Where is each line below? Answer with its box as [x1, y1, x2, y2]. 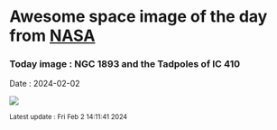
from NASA [9, 25, 96, 46]
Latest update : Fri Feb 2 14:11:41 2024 [9, 113, 128, 122]
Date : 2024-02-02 [9, 79, 80, 89]
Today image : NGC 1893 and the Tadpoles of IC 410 [9, 58, 241, 70]
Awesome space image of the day [9, 6, 268, 27]
